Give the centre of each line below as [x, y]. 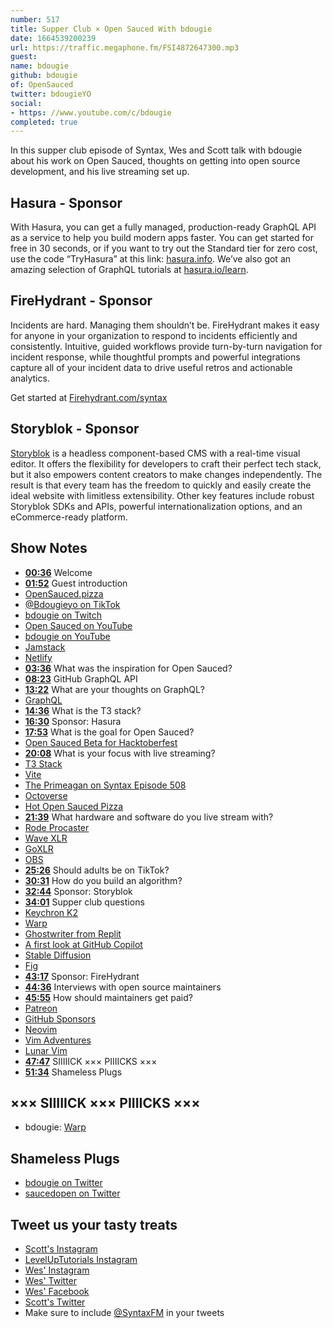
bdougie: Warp [55, 1127]
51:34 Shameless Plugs [73, 1072]
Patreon [41, 1008]
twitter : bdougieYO [51, 94]
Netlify [38, 657]
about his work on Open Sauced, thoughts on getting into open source [155, 161]
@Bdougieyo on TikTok [72, 604]
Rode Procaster [57, 827]
